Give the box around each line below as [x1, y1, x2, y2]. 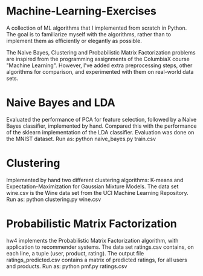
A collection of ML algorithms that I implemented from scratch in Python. [6, 24, 187, 31]
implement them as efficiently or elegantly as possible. [6, 37, 142, 44]
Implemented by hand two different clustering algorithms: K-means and [6, 176, 184, 183]
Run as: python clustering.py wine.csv [6, 195, 101, 203]
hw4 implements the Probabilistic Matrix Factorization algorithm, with [6, 237, 179, 244]
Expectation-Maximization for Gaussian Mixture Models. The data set [6, 183, 179, 190]
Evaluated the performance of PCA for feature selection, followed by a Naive [6, 116, 197, 123]
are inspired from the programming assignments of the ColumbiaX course [6, 55, 190, 62]
